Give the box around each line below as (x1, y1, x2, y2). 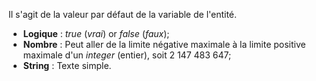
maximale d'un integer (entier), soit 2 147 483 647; (22, 49, 232, 61)
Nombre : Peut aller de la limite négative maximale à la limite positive (22, 39, 306, 50)
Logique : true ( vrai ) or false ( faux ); (22, 28, 170, 39)
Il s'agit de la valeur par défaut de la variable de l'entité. (8, 9, 238, 20)
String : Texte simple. (22, 60, 112, 71)
